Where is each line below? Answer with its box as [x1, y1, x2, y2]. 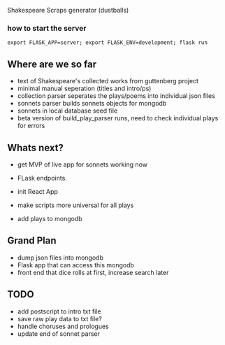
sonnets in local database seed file [17, 106, 118, 115]
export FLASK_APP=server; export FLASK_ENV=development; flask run [7, 39, 208, 46]
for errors [17, 122, 45, 130]
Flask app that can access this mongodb [17, 260, 135, 269]
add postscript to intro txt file [17, 307, 101, 316]
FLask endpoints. [17, 174, 68, 182]
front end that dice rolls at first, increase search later [17, 268, 169, 276]
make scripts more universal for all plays [17, 201, 134, 209]
